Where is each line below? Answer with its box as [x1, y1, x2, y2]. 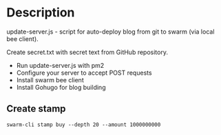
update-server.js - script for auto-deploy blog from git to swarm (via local [6, 27, 215, 36]
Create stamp [6, 103, 66, 114]
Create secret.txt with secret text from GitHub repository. [6, 48, 168, 56]
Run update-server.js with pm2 [16, 61, 105, 69]
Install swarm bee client [16, 75, 84, 84]
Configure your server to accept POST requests [16, 69, 152, 77]
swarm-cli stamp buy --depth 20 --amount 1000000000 [6, 121, 161, 128]
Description [6, 5, 75, 21]
